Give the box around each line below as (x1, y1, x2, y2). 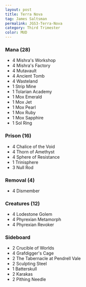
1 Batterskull (12, 266, 37, 272)
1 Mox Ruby (12, 110, 36, 115)
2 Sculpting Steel (12, 261, 47, 267)
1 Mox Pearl (12, 104, 36, 111)
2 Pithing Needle (12, 276, 46, 283)
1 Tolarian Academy (12, 89, 53, 95)
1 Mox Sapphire (12, 115, 44, 121)
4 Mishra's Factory (12, 62, 51, 69)
